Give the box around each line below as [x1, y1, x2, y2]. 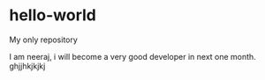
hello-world [9, 5, 97, 25]
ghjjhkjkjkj [9, 61, 46, 71]
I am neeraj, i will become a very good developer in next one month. [9, 51, 256, 62]
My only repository [9, 34, 78, 45]
